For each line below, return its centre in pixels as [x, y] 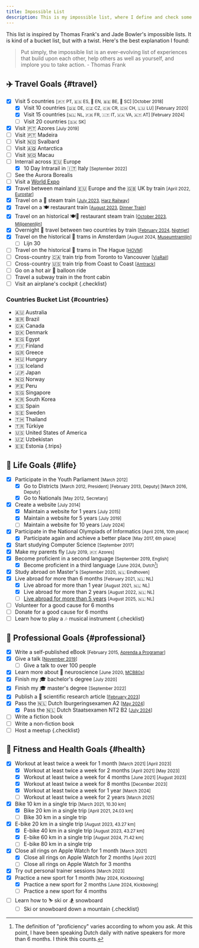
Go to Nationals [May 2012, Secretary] [66, 498]
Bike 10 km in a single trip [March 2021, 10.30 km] [70, 804]
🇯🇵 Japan [28, 372]
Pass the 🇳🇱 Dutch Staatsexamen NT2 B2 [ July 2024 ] [88, 710]
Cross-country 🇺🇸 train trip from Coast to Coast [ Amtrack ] [85, 263]
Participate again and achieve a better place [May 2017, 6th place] [100, 538]
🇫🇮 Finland [29, 346]
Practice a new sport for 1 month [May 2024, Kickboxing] [79, 877]
